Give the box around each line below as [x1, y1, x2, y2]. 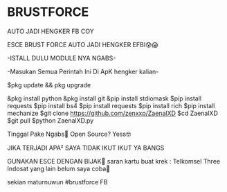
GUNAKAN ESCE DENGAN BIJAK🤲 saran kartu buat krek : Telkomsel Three [7, 157, 220, 165]
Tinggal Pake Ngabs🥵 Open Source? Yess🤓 [7, 130, 131, 138]
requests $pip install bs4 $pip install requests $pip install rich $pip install [7, 101, 215, 110]
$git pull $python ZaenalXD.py [7, 116, 94, 125]
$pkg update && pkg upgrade [7, 80, 91, 89]
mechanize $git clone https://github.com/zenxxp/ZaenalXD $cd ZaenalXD [7, 109, 218, 117]
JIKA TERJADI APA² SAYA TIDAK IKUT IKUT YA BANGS [7, 143, 165, 152]
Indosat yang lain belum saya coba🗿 [7, 164, 111, 173]
